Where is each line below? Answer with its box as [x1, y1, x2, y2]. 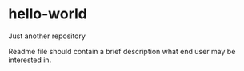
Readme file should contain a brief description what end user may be [8, 46, 236, 56]
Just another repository [8, 31, 86, 41]
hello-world [8, 5, 88, 23]
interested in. [8, 55, 52, 65]
